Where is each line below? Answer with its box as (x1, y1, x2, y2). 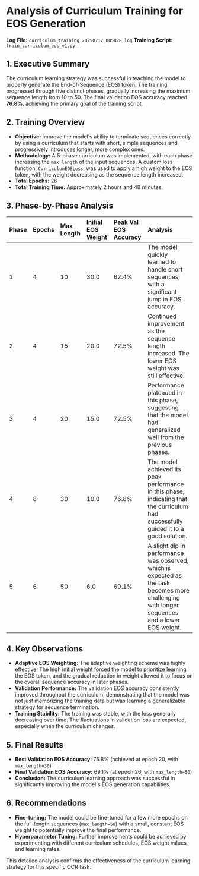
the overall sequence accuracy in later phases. (14, 679, 129, 686)
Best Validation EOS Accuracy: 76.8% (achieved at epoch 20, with (14, 756, 179, 762)
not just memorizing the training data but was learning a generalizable (14, 697, 185, 705)
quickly (147, 251, 168, 259)
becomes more (147, 587, 190, 595)
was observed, (147, 557, 189, 565)
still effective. (147, 371, 185, 380)
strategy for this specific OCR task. (6, 863, 92, 870)
